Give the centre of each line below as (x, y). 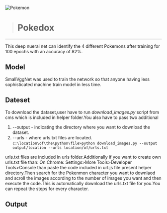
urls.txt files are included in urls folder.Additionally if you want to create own (83, 157)
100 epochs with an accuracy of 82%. (44, 51)
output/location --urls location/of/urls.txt (60, 148)
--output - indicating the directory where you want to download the (81, 127)
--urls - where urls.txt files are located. (52, 137)
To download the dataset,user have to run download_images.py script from (82, 112)
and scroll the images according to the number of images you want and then (83, 178)
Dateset (18, 100)
